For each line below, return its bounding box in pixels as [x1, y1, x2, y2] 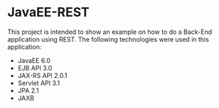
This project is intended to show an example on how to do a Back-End [7, 28, 212, 36]
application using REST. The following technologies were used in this [7, 35, 210, 43]
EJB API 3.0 [17, 64, 53, 72]
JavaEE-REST [7, 4, 90, 20]
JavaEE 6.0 [17, 56, 51, 64]
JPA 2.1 [17, 86, 39, 95]
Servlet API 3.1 [17, 78, 60, 87]
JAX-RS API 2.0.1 [17, 71, 68, 80]
